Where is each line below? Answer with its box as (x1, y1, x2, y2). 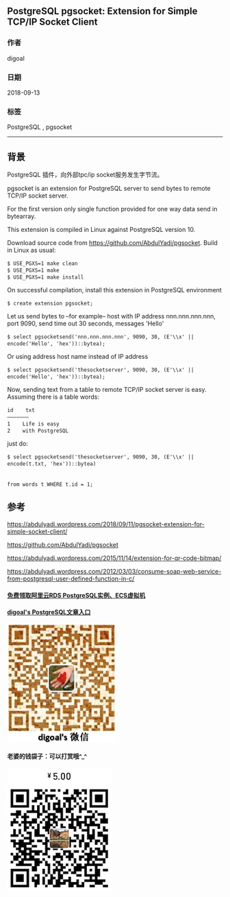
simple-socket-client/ (7, 527, 68, 535)
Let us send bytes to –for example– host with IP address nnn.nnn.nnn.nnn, (7, 312, 216, 321)
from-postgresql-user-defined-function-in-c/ (7, 574, 135, 583)
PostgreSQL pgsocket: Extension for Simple (7, 5, 198, 17)
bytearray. (7, 212, 36, 220)
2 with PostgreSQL (7, 428, 69, 434)
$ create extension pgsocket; (7, 300, 94, 307)
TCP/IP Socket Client (7, 16, 98, 28)
